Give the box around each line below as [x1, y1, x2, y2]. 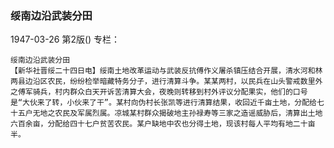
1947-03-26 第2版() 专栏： [10, 33, 121, 46]
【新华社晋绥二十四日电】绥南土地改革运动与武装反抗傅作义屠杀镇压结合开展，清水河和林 [10, 66, 323, 76]
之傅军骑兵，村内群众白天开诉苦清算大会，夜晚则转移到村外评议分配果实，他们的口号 [10, 87, 308, 97]
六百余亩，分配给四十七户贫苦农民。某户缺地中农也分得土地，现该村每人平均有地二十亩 [10, 119, 316, 129]
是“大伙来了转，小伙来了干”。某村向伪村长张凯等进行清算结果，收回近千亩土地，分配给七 [10, 98, 325, 108]
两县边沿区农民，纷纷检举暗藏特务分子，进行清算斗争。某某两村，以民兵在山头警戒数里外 [10, 77, 323, 87]
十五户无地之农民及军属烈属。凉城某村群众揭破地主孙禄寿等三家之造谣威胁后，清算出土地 [10, 108, 323, 119]
